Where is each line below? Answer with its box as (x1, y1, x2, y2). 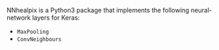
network (6, 13, 31, 22)
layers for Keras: (32, 13, 81, 22)
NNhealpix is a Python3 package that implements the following (6, 6, 190, 14)
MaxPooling (16, 28, 49, 35)
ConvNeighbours (16, 36, 62, 43)
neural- (191, 6, 213, 14)
